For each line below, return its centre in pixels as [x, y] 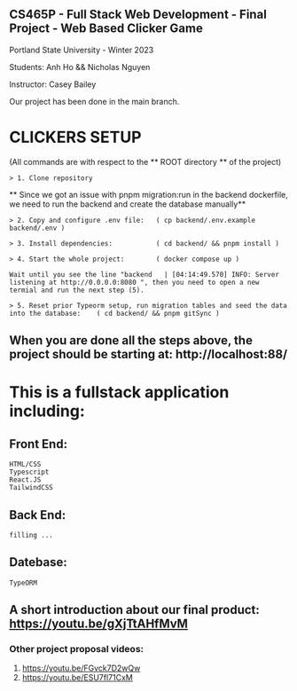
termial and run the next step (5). [77, 290]
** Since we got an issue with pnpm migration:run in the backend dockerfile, [148, 194]
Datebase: [39, 562]
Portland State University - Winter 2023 [82, 50]
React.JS [25, 480]
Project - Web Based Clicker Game [106, 29]
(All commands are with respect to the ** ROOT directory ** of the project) [145, 161]
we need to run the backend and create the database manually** [128, 204]
